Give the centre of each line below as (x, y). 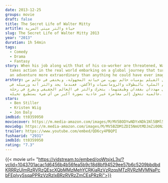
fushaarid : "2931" (24, 136)
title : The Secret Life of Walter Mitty (48, 24)
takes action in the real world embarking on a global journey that (82, 71)
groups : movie (20, 15)
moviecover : (17, 122)
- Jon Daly (21, 113)
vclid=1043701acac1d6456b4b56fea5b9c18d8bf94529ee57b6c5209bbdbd (83, 164)
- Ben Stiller (24, 103)
